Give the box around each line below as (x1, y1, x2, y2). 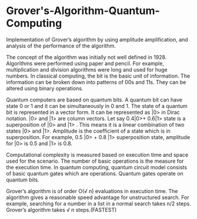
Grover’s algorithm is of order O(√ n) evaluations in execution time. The (6, 187, 178, 194)
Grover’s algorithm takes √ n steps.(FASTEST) (6, 206, 117, 213)
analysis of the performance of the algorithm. (6, 42, 116, 49)
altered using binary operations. (6, 85, 84, 92)
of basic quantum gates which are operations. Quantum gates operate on (6, 170, 183, 177)
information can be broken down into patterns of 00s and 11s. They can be (6, 78, 186, 86)
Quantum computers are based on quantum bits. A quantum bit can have (6, 96, 182, 103)
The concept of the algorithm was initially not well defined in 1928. (6, 53, 167, 60)
